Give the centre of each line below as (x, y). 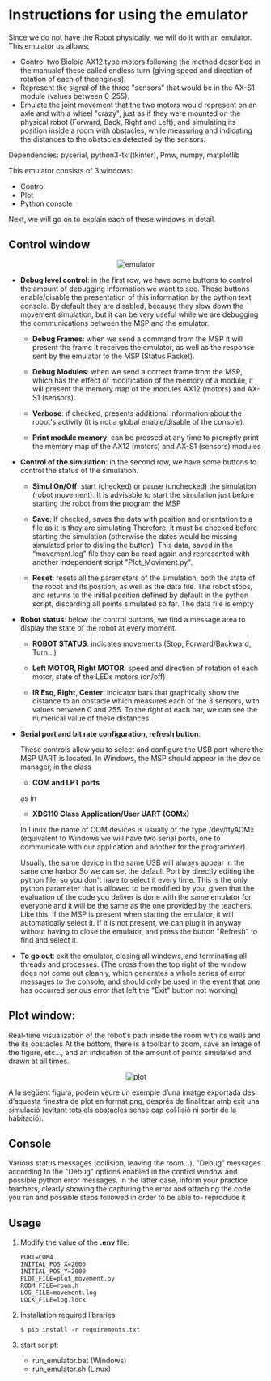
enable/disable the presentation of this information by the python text (135, 297)
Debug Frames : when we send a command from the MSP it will (138, 339)
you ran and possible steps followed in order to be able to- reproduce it (127, 1198)
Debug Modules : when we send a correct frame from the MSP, (137, 371)
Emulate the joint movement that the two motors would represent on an (138, 105)
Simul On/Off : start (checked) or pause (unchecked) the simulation (144, 486)
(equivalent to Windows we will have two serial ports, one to (120, 838)
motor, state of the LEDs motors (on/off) (99, 676)
